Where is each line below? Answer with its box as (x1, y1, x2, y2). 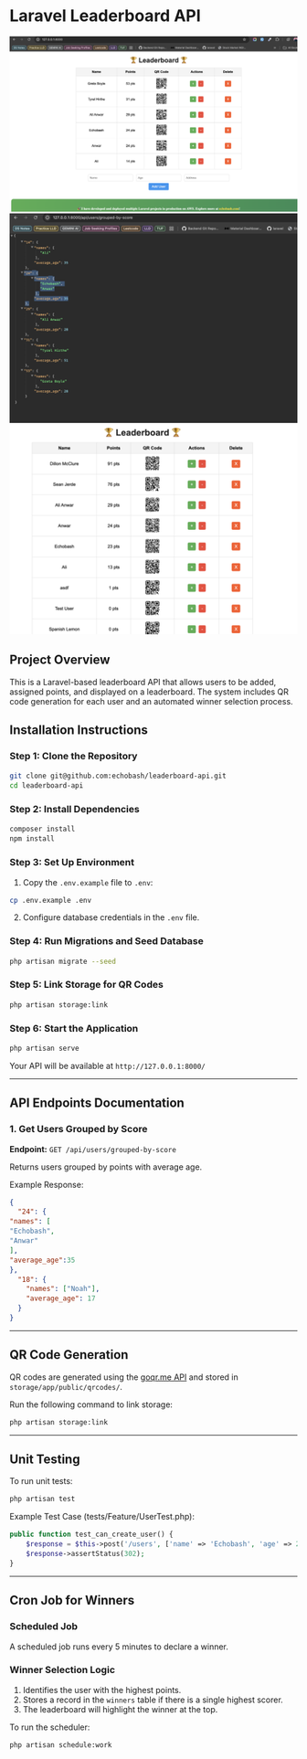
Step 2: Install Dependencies (9, 803, 140, 816)
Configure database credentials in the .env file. (22, 912, 200, 923)
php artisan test (9, 1495, 76, 1504)
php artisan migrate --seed (9, 957, 117, 966)
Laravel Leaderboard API (9, 5, 201, 26)
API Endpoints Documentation (9, 1096, 185, 1111)
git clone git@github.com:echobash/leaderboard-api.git (9, 771, 227, 781)
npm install (9, 834, 55, 843)
